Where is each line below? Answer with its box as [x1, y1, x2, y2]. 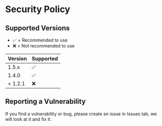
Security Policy [5, 4, 71, 15]
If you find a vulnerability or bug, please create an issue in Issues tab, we [5, 110, 157, 117]
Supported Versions [5, 24, 70, 32]
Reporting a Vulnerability [5, 97, 86, 106]
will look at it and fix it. [5, 116, 52, 122]
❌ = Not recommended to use [12, 43, 75, 49]
